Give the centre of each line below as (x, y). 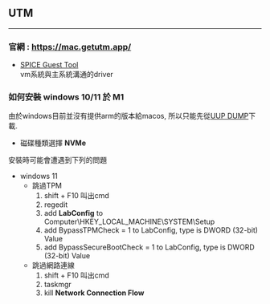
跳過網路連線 (53, 265)
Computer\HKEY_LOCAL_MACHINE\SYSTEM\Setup (129, 222)
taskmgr (58, 285)
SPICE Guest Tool (49, 65)
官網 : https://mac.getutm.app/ (70, 47)
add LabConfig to (73, 213)
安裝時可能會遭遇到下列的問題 (57, 160)
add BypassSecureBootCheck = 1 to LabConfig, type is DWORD (149, 247)
